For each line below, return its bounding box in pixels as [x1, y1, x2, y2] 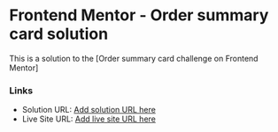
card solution [9, 24, 109, 44]
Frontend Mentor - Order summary [9, 5, 269, 26]
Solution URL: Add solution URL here [21, 105, 157, 115]
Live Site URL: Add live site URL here [21, 114, 157, 124]
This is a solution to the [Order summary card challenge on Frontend [9, 53, 259, 63]
